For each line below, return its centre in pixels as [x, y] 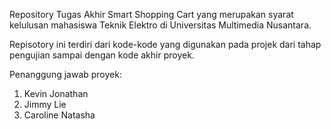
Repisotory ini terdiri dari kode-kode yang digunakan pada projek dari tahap [165, 44]
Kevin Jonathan [56, 93]
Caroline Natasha [59, 115]
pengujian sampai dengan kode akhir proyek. [102, 55]
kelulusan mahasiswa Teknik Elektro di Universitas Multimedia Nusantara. [160, 25]
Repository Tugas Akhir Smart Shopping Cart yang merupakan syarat [151, 14]
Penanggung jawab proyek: [65, 74]
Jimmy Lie [45, 104]
